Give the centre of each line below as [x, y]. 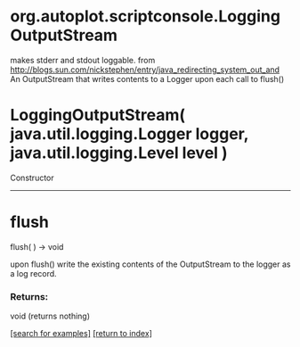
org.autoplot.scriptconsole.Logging [146, 17]
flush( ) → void [37, 246]
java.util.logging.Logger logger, [129, 134]
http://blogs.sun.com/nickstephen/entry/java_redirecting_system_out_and [145, 70]
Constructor [32, 178]
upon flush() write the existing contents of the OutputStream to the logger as [150, 264]
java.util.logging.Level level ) [119, 153]
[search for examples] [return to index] [81, 334]
